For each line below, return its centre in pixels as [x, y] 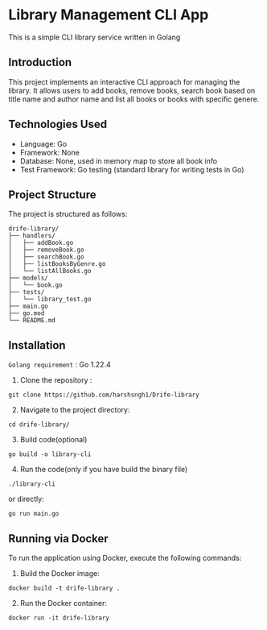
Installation [37, 345]
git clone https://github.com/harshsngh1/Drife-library [104, 395]
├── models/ [28, 278]
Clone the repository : [56, 380]
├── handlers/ [32, 236]
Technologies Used [58, 124]
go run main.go [34, 514]
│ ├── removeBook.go [46, 250]
